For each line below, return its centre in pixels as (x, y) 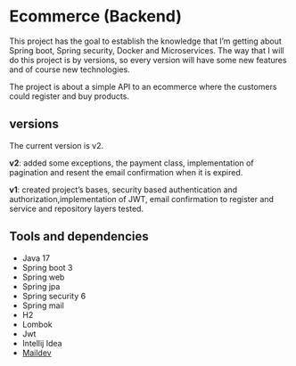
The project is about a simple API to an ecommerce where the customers (143, 86)
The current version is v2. (57, 145)
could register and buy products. (69, 96)
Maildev (37, 353)
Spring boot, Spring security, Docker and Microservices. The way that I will (147, 50)
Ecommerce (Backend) (96, 16)
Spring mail (43, 305)
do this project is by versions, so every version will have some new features (148, 60)
